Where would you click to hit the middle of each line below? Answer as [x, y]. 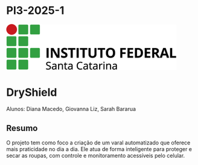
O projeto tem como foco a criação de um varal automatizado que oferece [98, 143]
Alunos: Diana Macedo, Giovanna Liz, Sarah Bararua [71, 109]
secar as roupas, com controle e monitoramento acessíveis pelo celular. [96, 156]
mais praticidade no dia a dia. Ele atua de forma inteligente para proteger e [99, 149]
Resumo [22, 128]
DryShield [32, 92]
